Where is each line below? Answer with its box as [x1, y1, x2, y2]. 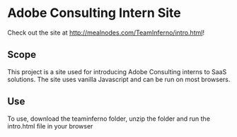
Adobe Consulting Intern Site [7, 5, 182, 21]
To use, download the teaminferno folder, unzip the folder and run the [7, 114, 211, 123]
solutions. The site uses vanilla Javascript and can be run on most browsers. [7, 75, 231, 83]
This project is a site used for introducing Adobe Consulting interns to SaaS [7, 67, 227, 76]
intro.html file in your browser [7, 121, 93, 130]
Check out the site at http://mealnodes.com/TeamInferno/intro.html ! [7, 28, 205, 37]
